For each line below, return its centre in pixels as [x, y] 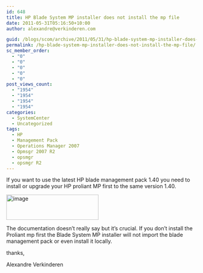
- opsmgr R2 [27, 163]
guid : [13, 40]
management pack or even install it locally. [59, 241]
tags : [13, 129]
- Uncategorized [32, 124]
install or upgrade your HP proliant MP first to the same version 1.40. [91, 186]
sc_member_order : [28, 51]
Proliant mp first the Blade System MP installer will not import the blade [95, 235]
